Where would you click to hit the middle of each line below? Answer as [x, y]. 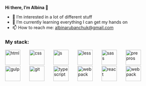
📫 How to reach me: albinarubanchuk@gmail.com [63, 27]
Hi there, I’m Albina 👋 [27, 8]
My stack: [17, 42]
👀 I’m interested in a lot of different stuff [52, 17]
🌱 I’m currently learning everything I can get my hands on [70, 22]
